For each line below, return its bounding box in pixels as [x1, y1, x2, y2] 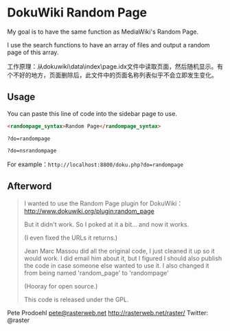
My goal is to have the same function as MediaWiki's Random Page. [7, 27, 199, 36]
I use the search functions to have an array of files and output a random [7, 41, 211, 49]
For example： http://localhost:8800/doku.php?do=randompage [7, 160, 184, 168]
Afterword [7, 181, 52, 192]
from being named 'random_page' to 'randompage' [23, 269, 170, 277]
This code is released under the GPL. [23, 295, 129, 304]
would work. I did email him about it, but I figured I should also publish [23, 254, 222, 262]
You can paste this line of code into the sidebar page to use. [7, 109, 177, 117]
